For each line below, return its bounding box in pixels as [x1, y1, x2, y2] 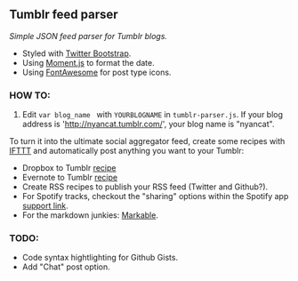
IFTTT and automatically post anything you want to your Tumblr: [9, 146, 245, 157]
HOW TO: [9, 89, 51, 101]
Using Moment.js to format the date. [21, 57, 155, 68]
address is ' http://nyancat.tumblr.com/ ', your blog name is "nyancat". [21, 119, 275, 130]
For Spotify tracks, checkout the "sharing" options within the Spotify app [21, 191, 289, 202]
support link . [21, 200, 68, 212]
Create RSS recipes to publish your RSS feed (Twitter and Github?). [21, 181, 269, 192]
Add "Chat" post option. [21, 261, 110, 272]
